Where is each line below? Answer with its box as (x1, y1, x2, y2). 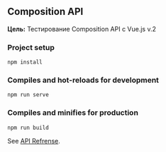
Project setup (7, 42, 55, 52)
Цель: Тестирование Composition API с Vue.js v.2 (7, 24, 156, 33)
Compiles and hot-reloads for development (7, 75, 160, 85)
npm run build (7, 124, 50, 131)
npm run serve (7, 91, 50, 98)
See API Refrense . (7, 136, 60, 145)
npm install (7, 59, 43, 66)
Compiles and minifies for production (7, 108, 138, 118)
